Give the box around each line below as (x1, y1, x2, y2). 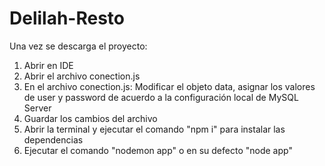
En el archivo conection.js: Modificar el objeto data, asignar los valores (23, 80, 316, 92)
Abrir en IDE (23, 59, 74, 71)
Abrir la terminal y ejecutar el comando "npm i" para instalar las (23, 123, 286, 135)
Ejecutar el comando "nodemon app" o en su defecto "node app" (23, 144, 293, 156)
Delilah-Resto (9, 7, 126, 30)
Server (23, 102, 52, 114)
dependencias (23, 133, 84, 146)
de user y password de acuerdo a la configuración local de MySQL (23, 91, 299, 103)
